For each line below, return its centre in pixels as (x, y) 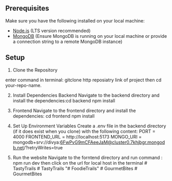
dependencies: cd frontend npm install (54, 116)
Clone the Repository (35, 70)
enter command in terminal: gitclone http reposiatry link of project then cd (83, 80)
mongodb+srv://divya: (36, 142)
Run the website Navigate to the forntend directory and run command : (88, 157)
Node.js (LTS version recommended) (52, 31)
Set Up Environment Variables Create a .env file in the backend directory (89, 126)
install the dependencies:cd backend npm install (64, 100)
